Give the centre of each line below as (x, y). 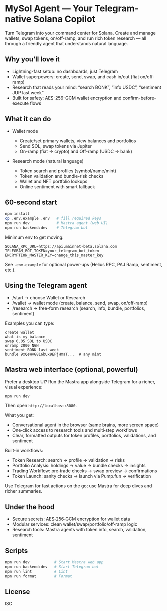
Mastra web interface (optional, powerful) (72, 370)
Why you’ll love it (32, 60)
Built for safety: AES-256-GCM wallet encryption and (67, 98)
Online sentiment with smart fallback (57, 187)
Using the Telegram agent (46, 286)
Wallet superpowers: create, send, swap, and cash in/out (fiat (76, 77)
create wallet (20, 332)
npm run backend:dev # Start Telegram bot (52, 567)
